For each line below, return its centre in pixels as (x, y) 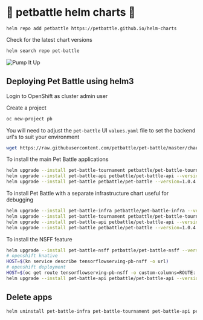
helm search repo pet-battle (43, 51)
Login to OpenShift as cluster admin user (57, 96)
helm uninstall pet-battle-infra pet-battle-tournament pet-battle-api (98, 311)
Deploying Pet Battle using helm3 (70, 81)
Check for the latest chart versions (49, 39)
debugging (20, 200)
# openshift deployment (36, 267)
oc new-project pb (29, 119)
